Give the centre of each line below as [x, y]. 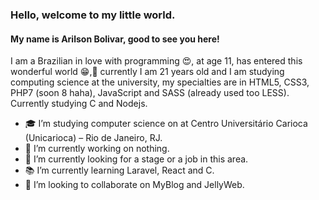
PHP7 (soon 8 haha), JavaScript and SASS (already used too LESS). [150, 93]
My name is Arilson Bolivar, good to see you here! [115, 39]
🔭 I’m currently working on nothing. [97, 149]
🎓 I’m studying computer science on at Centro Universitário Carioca [166, 124]
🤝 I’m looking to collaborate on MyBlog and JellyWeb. [134, 185]
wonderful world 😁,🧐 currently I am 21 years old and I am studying [147, 72]
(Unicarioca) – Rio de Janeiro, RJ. [93, 138]
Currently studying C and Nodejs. [79, 104]
